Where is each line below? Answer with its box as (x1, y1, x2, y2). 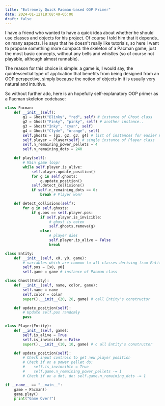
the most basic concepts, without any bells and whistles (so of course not (5, 51, 155, 57)
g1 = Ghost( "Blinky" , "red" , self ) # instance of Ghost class (23, 115, 153, 120)
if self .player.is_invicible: (40, 215, 102, 219)
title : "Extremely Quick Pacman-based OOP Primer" (5, 7, 111, 12)
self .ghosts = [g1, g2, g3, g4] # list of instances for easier (23, 133, 157, 138)
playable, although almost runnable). (5, 56, 80, 62)
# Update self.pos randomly (23, 310, 80, 315)
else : (40, 228, 52, 234)
